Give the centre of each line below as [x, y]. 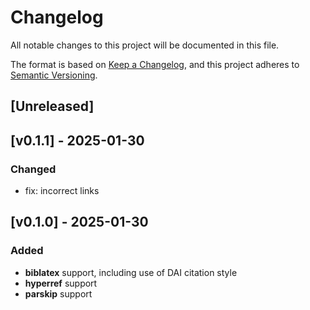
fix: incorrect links [62, 191]
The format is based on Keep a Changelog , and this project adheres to [155, 64]
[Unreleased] [52, 106]
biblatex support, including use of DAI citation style [131, 272]
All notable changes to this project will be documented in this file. [145, 45]
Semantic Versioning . [54, 75]
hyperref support [61, 283]
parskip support [58, 293]
